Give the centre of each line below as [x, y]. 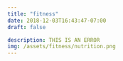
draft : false [27, 27]
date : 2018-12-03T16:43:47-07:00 [57, 21]
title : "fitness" [33, 14]
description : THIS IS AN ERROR [54, 40]
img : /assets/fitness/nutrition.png [61, 47]
